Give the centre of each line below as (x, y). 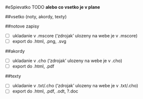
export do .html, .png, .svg (39, 41)
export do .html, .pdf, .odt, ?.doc (45, 91)
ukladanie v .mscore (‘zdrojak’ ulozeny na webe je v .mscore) (75, 36)
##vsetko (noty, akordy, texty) (36, 16)
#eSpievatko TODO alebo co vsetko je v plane (53, 7)
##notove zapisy (22, 26)
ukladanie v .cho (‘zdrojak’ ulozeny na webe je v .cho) (67, 61)
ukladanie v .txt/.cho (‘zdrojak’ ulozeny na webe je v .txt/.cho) (75, 86)
